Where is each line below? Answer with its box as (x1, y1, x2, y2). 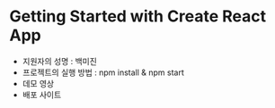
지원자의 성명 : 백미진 (22, 55, 97, 66)
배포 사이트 (22, 89, 62, 100)
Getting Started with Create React (9, 6, 267, 27)
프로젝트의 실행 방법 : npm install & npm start (22, 67, 184, 78)
